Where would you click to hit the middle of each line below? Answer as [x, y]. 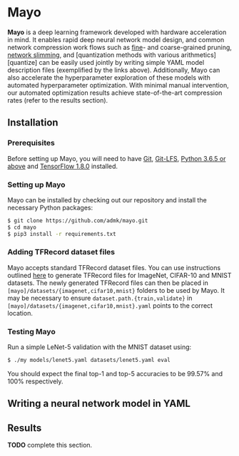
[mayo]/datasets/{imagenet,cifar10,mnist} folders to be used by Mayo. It [116, 290]
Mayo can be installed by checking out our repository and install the [107, 199]
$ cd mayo [22, 227]
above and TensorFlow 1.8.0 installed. [63, 166]
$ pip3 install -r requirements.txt [62, 234]
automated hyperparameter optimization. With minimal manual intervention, [118, 85]
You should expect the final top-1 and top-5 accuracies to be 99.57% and [115, 374]
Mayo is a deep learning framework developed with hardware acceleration [117, 32]
